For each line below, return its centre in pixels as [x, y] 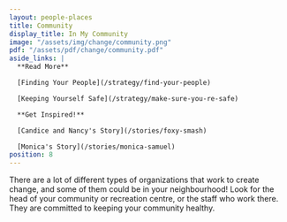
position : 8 [31, 155]
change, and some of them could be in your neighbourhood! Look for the [142, 189]
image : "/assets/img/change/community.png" [91, 42]
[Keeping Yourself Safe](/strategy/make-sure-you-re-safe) [128, 98]
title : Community [41, 26]
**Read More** [43, 67]
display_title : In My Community [68, 34]
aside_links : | [37, 58]
